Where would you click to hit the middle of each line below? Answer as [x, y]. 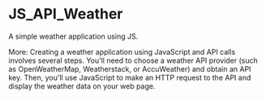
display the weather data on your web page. [82, 86]
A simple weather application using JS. [73, 36]
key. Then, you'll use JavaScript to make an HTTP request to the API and [130, 77]
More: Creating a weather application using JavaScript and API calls [122, 52]
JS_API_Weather [66, 14]
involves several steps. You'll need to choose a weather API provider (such [133, 60]
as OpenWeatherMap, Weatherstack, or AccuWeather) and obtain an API [130, 68]
